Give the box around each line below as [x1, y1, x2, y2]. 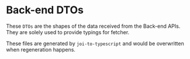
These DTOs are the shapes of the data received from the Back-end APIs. [6, 23, 181, 30]
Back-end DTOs [6, 3, 84, 17]
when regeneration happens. [6, 46, 76, 53]
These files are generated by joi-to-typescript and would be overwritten [6, 40, 184, 47]
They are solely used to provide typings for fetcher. [6, 28, 130, 35]
